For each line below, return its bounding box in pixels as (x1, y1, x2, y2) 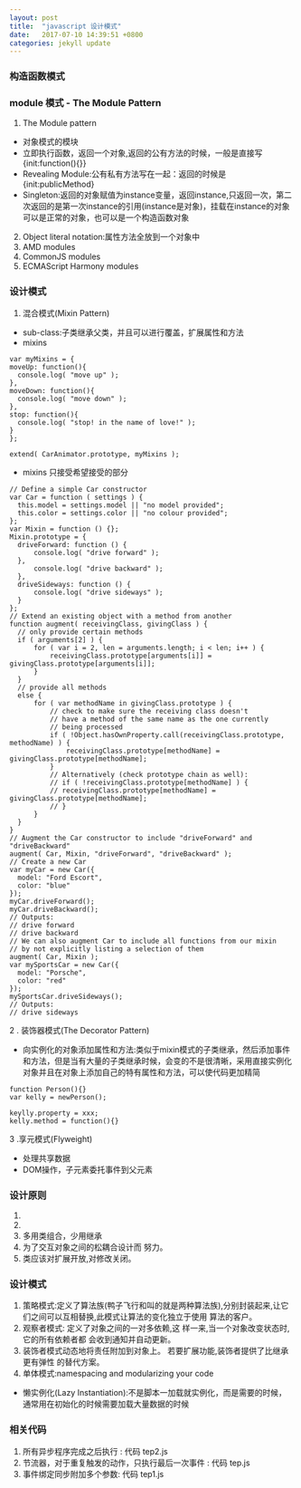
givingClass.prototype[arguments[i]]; (9, 658, 155, 668)
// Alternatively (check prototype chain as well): (49, 770, 249, 779)
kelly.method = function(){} (9, 1116, 119, 1126)
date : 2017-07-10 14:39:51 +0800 (9, 30, 144, 39)
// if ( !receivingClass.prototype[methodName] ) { (49, 778, 249, 787)
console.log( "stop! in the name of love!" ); (17, 418, 196, 427)
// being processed (49, 722, 124, 732)
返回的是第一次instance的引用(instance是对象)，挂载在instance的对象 (30, 201, 290, 212)
